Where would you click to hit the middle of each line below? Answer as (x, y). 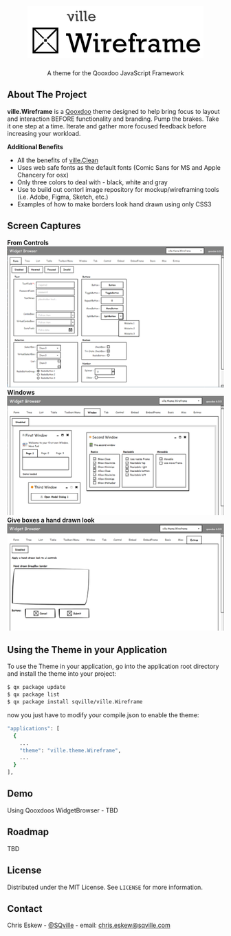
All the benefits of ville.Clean (57, 160)
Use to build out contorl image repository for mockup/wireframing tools (118, 189)
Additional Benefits (35, 146)
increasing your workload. (44, 133)
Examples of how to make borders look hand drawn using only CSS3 (114, 204)
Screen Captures (44, 226)
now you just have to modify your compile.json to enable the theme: (103, 715)
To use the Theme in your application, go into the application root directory (113, 666)
